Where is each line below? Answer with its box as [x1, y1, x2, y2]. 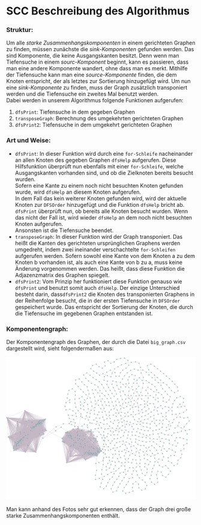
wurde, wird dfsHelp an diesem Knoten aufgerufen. [14, 188, 142, 195]
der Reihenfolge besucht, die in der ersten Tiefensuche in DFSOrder [14, 296, 181, 304]
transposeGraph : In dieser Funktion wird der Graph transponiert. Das [14, 233, 183, 240]
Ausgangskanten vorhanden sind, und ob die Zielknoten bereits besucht [14, 169, 194, 176]
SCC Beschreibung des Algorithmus [6, 4, 190, 18]
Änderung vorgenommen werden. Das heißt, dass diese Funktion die [14, 265, 185, 272]
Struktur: [6, 26, 34, 34]
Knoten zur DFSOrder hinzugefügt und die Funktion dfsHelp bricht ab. [14, 201, 185, 208]
